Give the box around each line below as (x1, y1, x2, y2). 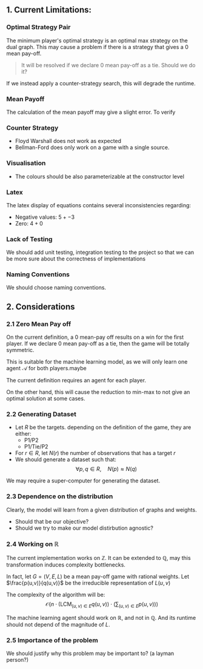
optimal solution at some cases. (6, 395, 85, 402)
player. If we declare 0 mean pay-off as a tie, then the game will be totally (6, 340, 190, 347)
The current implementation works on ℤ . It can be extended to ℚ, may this (6, 554, 191, 562)
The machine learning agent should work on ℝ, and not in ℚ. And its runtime (6, 614, 196, 621)
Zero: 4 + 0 (15, 219, 44, 227)
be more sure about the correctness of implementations (6, 255, 146, 262)
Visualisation (6, 159, 46, 167)
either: (15, 430, 32, 438)
